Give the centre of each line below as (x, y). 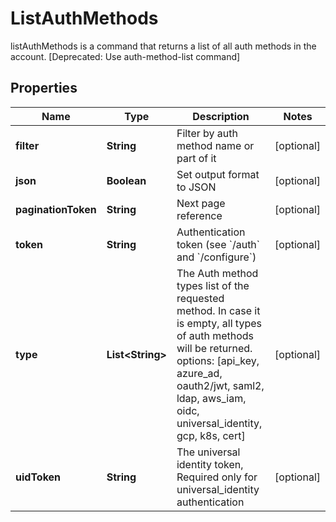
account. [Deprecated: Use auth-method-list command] (125, 56)
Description (221, 116)
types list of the (213, 285)
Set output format (218, 174)
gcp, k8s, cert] (211, 435)
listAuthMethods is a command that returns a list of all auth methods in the (163, 46)
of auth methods (215, 335)
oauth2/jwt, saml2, (220, 385)
